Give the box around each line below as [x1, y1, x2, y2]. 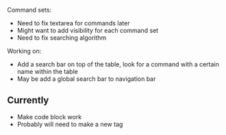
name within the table [16, 68, 79, 75]
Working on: [7, 47, 42, 55]
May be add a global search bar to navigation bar [16, 75, 156, 83]
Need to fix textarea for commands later [16, 19, 130, 27]
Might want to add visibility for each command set [16, 27, 159, 34]
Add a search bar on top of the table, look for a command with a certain [16, 60, 219, 68]
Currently [7, 95, 49, 106]
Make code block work [16, 112, 82, 121]
